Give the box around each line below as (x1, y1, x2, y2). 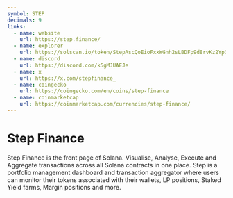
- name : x (13, 68, 42, 75)
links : (7, 23, 26, 30)
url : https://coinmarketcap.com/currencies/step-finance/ (19, 101, 191, 108)
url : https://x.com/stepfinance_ (19, 74, 116, 82)
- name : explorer (13, 42, 64, 49)
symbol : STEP (7, 10, 45, 17)
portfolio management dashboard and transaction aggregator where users (7, 168, 220, 176)
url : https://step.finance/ (19, 36, 101, 43)
